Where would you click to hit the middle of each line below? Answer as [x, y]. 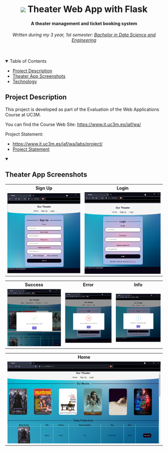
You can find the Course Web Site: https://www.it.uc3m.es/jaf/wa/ [73, 124]
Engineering [84, 40]
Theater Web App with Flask [87, 9]
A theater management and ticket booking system [84, 23]
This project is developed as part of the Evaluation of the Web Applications [82, 109]
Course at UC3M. [23, 114]
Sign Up [44, 188]
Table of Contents [28, 61]
